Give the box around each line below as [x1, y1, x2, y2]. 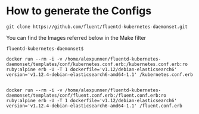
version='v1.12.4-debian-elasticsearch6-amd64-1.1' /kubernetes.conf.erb [6, 71, 194, 78]
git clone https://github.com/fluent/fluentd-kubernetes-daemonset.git [6, 24, 188, 30]
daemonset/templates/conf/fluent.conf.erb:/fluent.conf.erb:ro [6, 92, 167, 99]
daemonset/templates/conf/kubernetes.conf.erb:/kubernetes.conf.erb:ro [6, 61, 188, 67]
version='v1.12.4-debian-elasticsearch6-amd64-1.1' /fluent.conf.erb [6, 103, 183, 109]
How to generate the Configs [6, 4, 152, 18]
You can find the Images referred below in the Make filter [6, 34, 147, 41]
